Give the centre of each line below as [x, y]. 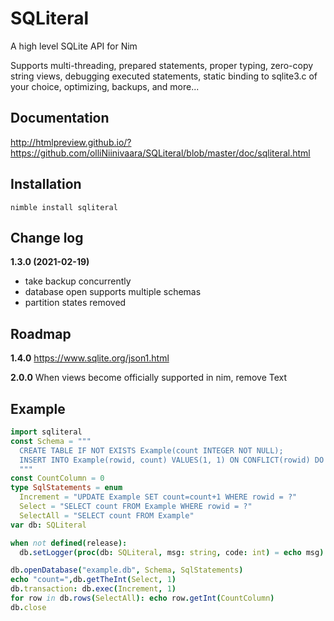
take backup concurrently [78, 281]
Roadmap [41, 333]
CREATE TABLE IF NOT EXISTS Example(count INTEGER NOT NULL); [151, 450]
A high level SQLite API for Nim [74, 46]
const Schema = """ [51, 441]
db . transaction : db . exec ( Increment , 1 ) [93, 589]
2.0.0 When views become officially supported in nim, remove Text [149, 378]
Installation [46, 184]
